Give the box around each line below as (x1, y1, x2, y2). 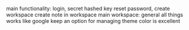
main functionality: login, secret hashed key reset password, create (6, 5, 170, 12)
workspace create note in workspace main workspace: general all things (6, 11, 184, 18)
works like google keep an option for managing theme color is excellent (6, 18, 181, 24)
